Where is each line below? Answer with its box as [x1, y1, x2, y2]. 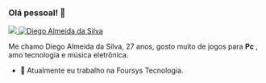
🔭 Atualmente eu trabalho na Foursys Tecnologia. [19, 65, 184, 75]
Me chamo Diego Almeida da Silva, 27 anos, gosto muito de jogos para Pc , [8, 41, 258, 51]
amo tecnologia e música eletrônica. [8, 50, 129, 60]
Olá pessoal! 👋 [8, 7, 66, 18]
